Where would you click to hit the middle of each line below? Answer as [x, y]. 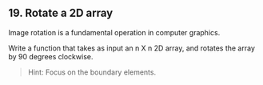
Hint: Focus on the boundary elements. [92, 72]
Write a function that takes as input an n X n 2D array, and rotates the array [132, 48]
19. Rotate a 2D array [61, 13]
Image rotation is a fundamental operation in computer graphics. [114, 32]
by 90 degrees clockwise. [51, 56]
